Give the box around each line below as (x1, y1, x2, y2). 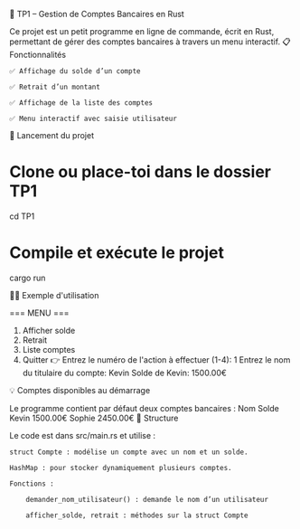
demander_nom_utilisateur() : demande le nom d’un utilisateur (25, 495, 269, 504)
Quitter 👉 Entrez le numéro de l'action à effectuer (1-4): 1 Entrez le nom (22, 354, 291, 365)
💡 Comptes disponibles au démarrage (9, 384, 151, 395)
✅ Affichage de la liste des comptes (9, 99, 154, 108)
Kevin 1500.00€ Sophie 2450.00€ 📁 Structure (9, 412, 179, 423)
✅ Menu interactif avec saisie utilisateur (9, 114, 178, 123)
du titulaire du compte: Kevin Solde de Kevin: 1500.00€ (22, 367, 228, 378)
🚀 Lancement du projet (9, 130, 95, 140)
